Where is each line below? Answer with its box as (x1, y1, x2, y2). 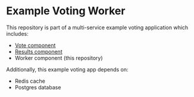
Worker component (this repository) (14, 54, 103, 61)
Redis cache (14, 77, 46, 85)
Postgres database (14, 83, 61, 90)
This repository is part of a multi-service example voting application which (6, 24, 189, 31)
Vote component (14, 42, 56, 49)
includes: (6, 30, 29, 37)
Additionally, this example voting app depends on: (6, 65, 129, 73)
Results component (14, 48, 62, 55)
